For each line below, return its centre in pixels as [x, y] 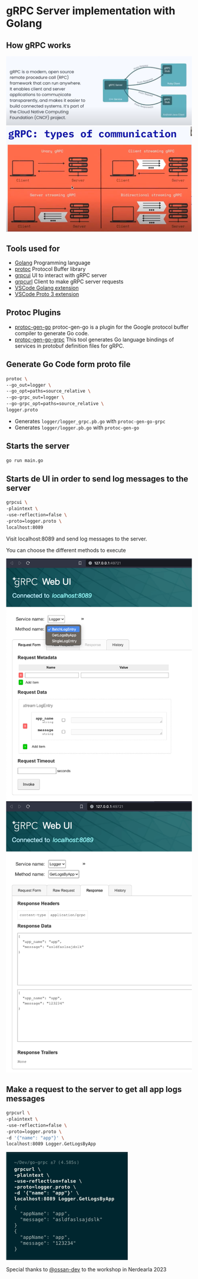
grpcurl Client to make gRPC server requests [69, 281]
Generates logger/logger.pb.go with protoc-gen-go [77, 428]
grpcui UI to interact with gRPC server [61, 276]
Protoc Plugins [34, 313]
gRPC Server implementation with [91, 11]
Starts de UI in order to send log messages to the [97, 479]
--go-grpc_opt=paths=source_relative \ [55, 404]
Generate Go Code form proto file [68, 365]
